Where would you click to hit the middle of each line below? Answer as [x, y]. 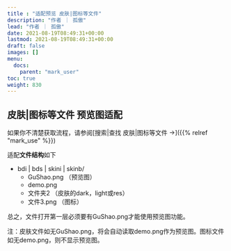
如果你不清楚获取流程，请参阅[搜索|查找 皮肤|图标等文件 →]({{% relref [107, 133]
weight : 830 [24, 85]
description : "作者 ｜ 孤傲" [47, 20]
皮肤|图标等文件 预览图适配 [65, 114]
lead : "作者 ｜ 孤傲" [36, 26]
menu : [15, 59]
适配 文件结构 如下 [32, 155]
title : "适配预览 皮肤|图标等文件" [55, 14]
